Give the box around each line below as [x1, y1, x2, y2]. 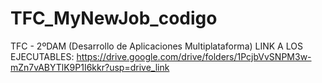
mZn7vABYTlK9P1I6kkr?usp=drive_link [10, 61, 170, 73]
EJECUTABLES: [10, 50, 75, 62]
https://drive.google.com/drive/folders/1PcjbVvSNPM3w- [76, 50, 312, 62]
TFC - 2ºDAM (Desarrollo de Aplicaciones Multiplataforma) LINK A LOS [10, 40, 303, 52]
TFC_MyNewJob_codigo [10, 7, 218, 30]
